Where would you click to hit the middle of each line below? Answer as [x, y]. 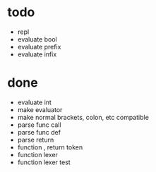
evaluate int [34, 102]
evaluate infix [37, 54]
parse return [36, 140]
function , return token [50, 147]
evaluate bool [37, 39]
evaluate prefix [39, 47]
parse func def [39, 132]
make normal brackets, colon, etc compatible [83, 117]
